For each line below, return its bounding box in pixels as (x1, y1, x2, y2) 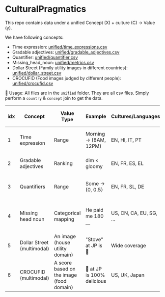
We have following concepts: (5, 34, 64, 40)
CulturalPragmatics (5, 3, 86, 15)
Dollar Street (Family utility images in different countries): (12, 65, 128, 71)
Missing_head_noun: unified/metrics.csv (12, 59, 94, 65)
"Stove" (85, 236, 104, 243)
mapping (54, 216, 75, 222)
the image (54, 271, 77, 278)
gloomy (85, 163, 103, 170)
